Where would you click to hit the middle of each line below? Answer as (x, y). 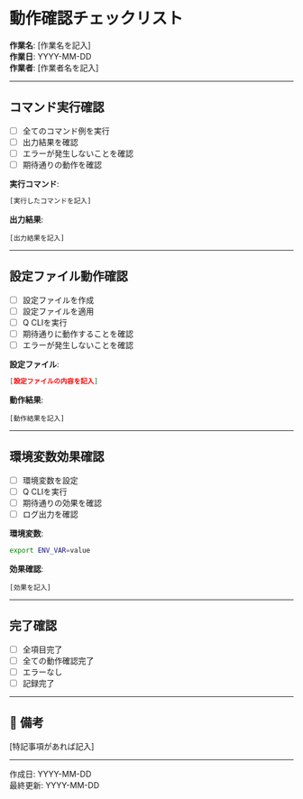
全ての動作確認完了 (58, 660)
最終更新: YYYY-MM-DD (55, 785)
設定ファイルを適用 (58, 311)
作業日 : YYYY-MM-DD (50, 56)
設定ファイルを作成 (58, 299)
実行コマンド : (35, 184)
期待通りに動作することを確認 (78, 334)
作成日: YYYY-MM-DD (50, 774)
